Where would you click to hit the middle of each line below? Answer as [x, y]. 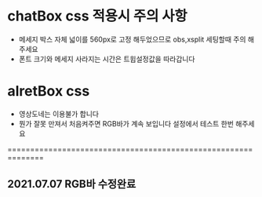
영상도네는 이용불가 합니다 [59, 114]
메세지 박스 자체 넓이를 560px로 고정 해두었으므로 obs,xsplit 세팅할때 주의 [132, 39]
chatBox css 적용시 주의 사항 [97, 16]
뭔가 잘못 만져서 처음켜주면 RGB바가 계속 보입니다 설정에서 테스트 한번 [126, 123]
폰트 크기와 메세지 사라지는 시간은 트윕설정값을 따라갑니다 [107, 59]
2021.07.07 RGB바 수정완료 [72, 184]
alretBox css [49, 91]
